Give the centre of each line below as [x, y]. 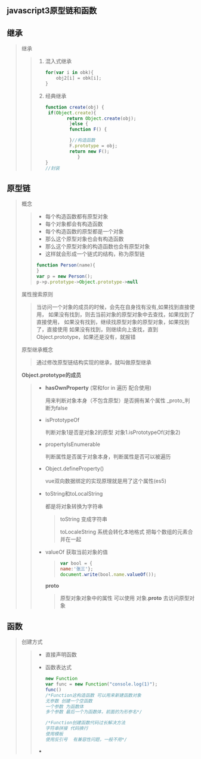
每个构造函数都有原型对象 [77, 217]
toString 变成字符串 [84, 519]
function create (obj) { [75, 107]
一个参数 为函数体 [64, 706]
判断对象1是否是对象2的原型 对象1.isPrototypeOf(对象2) [113, 432]
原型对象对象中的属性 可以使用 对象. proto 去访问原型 [125, 598]
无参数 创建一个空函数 [69, 701]
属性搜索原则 [37, 294]
